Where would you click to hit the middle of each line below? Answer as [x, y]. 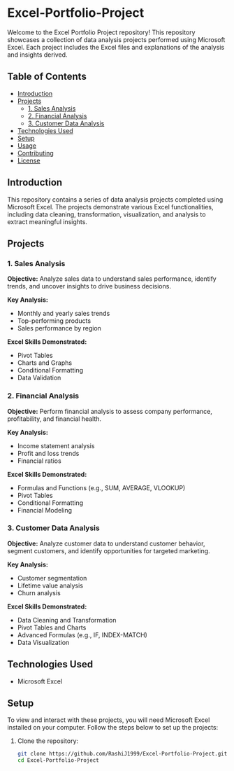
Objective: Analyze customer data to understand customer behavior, [106, 543]
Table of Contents [47, 77]
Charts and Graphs [44, 363]
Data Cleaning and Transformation [67, 620]
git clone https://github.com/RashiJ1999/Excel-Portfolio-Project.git [122, 754]
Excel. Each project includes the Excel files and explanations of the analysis [116, 47]
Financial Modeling [44, 510]
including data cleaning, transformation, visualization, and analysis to [107, 214]
